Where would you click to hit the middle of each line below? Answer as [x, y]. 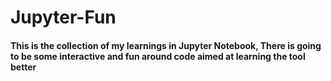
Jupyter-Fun [63, 17]
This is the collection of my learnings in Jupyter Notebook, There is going [166, 45]
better [23, 67]
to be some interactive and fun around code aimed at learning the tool [158, 56]
